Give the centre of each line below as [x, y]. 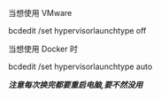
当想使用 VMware [40, 13]
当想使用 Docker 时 [43, 49]
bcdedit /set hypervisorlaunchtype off [77, 30]
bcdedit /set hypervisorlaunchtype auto [80, 66]
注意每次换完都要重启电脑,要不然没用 [76, 85]
